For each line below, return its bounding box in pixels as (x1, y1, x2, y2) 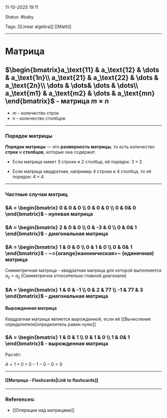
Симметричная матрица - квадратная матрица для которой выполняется (5, 267, 162, 274)
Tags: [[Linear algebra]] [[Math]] (5, 23, 72, 29)
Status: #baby (5, 14, 34, 19)
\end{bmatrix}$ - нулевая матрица (5, 211, 93, 218)
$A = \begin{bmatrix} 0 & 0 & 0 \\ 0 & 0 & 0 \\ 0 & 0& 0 (5, 204, 136, 211)
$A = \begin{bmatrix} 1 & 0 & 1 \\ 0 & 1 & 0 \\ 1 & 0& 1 (5, 334, 130, 341)
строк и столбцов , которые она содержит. (5, 149, 96, 155)
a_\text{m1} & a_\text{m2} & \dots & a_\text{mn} (5, 89, 155, 97)
